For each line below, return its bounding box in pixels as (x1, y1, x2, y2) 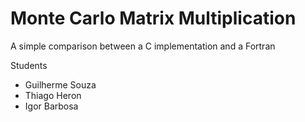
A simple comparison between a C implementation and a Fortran (10, 40, 276, 52)
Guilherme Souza (24, 78, 97, 91)
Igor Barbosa (24, 100, 79, 112)
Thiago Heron (24, 89, 82, 101)
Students (10, 59, 48, 71)
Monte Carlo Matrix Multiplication (10, 7, 297, 30)
